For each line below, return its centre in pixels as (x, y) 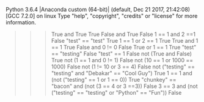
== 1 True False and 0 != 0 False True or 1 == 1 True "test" (124, 47)
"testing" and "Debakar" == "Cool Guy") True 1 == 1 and (122, 73)
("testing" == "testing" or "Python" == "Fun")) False (116, 93)
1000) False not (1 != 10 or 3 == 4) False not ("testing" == (123, 67)
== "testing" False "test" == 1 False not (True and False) (122, 54)
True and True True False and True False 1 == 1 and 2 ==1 (123, 34)
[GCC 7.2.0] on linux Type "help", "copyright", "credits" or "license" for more (102, 16)
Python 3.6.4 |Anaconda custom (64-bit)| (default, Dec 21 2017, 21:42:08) (98, 9)
